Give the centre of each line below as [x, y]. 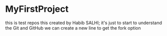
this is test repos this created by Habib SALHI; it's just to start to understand [83, 23]
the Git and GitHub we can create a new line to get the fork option [73, 28]
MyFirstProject [37, 9]
